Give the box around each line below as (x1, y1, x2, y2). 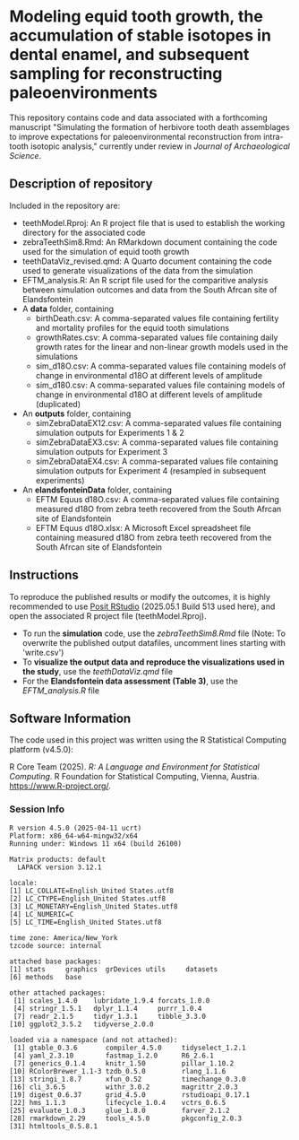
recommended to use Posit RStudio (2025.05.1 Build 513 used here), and (9, 601, 276, 612)
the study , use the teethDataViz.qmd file (21, 666, 173, 676)
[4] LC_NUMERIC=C (9, 909, 74, 918)
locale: (9, 878, 38, 887)
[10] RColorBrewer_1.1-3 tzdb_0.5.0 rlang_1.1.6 (9, 1066, 226, 1075)
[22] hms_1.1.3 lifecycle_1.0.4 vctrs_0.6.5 (9, 1098, 226, 1107)
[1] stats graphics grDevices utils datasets (9, 964, 218, 974)
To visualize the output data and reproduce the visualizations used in (21, 657, 285, 667)
